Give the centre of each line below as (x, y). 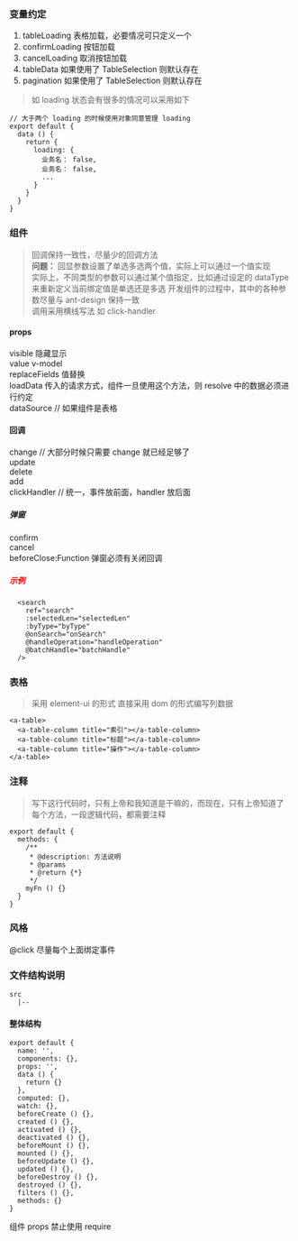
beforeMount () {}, (54, 1146)
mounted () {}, (46, 1154)
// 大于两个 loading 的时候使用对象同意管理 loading (100, 119)
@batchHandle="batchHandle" (78, 650)
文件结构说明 (37, 975)
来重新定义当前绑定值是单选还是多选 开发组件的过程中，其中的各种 (155, 288)
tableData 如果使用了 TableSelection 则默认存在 (111, 69)
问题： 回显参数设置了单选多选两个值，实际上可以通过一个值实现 (151, 266)
